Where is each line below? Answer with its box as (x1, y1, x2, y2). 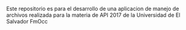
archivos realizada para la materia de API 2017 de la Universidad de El (6, 11, 181, 19)
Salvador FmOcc (6, 18, 48, 25)
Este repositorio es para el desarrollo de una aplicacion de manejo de (6, 5, 179, 12)
